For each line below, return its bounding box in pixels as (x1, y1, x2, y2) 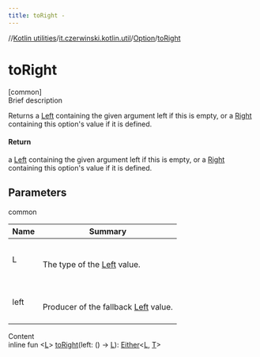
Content (8, 331, 35, 340)
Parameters (8, 186, 67, 200)
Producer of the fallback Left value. (42, 301, 174, 312)
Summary (89, 226, 127, 237)
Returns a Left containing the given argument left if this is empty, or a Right (8, 111, 252, 120)
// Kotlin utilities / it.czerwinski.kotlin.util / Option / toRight (8, 33, 181, 43)
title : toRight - (8, 11, 66, 20)
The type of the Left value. (42, 258, 141, 269)
